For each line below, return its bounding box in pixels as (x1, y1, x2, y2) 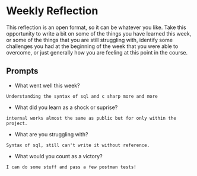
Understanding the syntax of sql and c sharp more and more (6, 93, 158, 99)
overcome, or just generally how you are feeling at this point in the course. (6, 49, 188, 56)
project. (6, 120, 28, 126)
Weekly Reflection (6, 4, 99, 18)
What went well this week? (14, 82, 80, 89)
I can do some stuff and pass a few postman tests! (6, 164, 136, 170)
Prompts (6, 66, 39, 76)
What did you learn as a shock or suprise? (14, 104, 118, 111)
